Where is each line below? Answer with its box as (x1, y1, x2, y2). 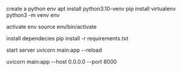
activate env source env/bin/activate (6, 23, 97, 30)
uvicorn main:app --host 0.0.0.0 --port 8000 (6, 58, 117, 65)
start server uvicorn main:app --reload (6, 46, 102, 54)
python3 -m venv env (6, 11, 60, 19)
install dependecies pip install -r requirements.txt (6, 35, 129, 42)
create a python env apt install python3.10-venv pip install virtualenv (6, 5, 176, 12)
